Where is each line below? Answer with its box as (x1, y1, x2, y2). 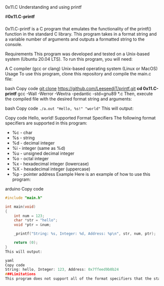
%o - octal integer (12, 155, 49, 161)
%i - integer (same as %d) (12, 145, 65, 151)
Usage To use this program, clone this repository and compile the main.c (5, 71, 151, 76)
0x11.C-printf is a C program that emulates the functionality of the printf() (5, 25, 152, 31)
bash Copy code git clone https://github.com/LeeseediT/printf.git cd (5, 85, 143, 91)
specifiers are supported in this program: (5, 120, 87, 126)
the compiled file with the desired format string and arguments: (5, 95, 132, 102)
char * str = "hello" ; (14, 218, 58, 223)
